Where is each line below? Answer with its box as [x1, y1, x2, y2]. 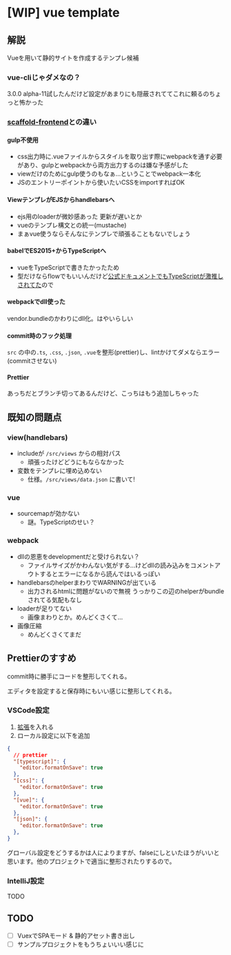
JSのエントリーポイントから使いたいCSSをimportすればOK [17, 178, 185, 187]
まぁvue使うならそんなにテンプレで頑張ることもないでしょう [17, 230, 191, 238]
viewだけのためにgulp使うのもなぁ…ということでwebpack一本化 [17, 169, 201, 178]
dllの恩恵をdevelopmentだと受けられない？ [17, 552, 140, 561]
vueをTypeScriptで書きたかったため [17, 263, 119, 271]
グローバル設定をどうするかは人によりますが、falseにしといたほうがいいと [7, 849, 220, 857]
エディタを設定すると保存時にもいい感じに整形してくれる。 [7, 687, 176, 695]
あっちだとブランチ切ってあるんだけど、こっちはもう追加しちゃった [7, 389, 199, 398]
